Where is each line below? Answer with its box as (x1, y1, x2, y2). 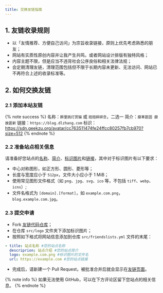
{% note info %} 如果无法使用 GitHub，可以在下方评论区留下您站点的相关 (5, 276, 152, 282)
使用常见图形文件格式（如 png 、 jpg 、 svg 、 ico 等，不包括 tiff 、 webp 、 (12, 178, 153, 184)
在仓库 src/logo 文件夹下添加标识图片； (12, 227, 92, 233)
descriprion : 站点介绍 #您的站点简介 (9, 248, 79, 253)
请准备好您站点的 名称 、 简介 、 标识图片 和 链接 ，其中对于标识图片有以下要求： (5, 155, 159, 161)
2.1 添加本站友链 (5, 102, 43, 108)
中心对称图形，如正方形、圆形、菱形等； (12, 166, 93, 172)
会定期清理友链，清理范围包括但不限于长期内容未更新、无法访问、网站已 (12, 64, 157, 70)
